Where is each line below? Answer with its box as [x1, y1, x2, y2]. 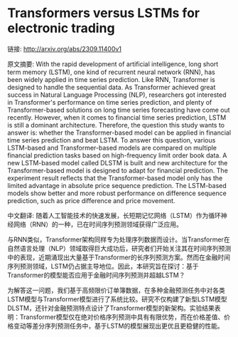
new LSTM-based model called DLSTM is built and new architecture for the [7, 158, 228, 167]
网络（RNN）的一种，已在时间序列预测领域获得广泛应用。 [13, 219, 183, 229]
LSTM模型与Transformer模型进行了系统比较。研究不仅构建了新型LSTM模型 [7, 294, 227, 304]
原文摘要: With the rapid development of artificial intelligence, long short [7, 59, 219, 68]
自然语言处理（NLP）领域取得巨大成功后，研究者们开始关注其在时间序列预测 [7, 244, 232, 252]
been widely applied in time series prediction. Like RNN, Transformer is [7, 75, 215, 83]
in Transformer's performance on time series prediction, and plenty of [7, 98, 212, 106]
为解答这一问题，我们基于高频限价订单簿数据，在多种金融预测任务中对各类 [7, 286, 225, 294]
